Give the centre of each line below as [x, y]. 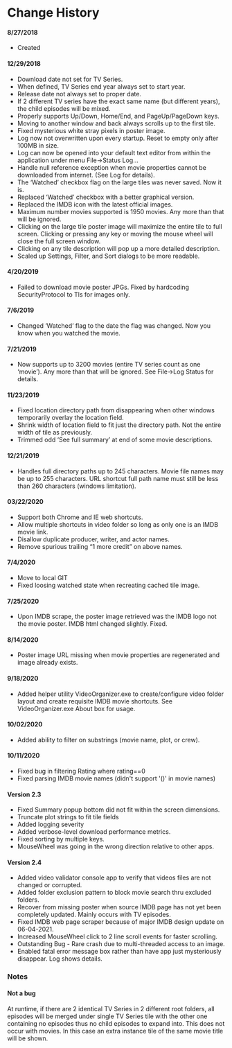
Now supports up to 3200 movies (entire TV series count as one [109, 365]
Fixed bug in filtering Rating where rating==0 [81, 771]
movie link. [33, 532]
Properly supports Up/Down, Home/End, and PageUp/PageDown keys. [118, 116]
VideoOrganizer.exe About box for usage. [76, 708]
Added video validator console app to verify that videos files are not [114, 877]
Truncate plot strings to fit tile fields [68, 817]
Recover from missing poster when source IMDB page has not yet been [119, 907]
